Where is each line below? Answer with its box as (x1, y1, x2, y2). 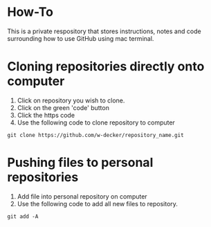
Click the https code (17, 111, 75, 119)
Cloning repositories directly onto (7, 59, 205, 75)
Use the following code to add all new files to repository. (17, 199, 178, 208)
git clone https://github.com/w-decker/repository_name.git (7, 131, 185, 138)
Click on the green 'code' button (17, 103, 109, 111)
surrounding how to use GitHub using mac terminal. (7, 34, 154, 42)
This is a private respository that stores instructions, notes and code (7, 27, 202, 35)
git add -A (7, 212, 39, 220)
